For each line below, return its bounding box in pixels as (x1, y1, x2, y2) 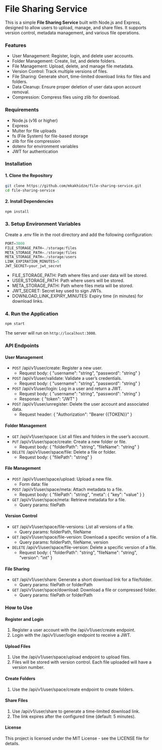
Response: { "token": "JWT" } (19, 396, 78, 402)
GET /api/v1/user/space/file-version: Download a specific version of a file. (12, 534, 158, 540)
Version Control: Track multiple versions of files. (12, 68, 108, 74)
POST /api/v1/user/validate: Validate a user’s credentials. (12, 375, 122, 381)
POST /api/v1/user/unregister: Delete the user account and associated (12, 401, 149, 407)
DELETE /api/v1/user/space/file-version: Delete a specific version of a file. (12, 544, 157, 550)
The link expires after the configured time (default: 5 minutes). (12, 713, 136, 719)
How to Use (5, 604, 33, 611)
